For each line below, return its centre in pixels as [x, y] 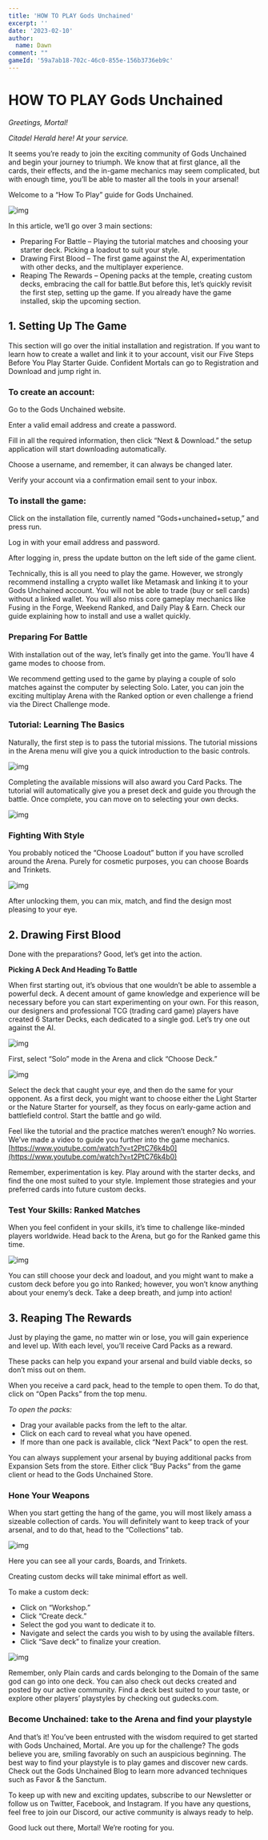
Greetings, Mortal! [38, 122]
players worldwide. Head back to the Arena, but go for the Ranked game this [134, 1236]
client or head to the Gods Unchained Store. [81, 1475]
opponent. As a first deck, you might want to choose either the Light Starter [133, 1098]
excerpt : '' [28, 23]
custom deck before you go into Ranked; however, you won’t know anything [133, 1284]
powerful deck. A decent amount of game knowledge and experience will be [134, 993]
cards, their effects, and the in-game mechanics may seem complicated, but [134, 170]
